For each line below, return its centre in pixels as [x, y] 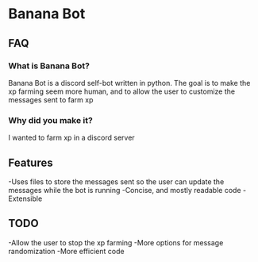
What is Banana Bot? [49, 66]
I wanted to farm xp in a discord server [71, 138]
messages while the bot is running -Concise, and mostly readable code [125, 190]
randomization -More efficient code [66, 251]
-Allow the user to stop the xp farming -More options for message [116, 242]
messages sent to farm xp [51, 99]
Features [31, 162]
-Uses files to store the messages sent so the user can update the [116, 181]
